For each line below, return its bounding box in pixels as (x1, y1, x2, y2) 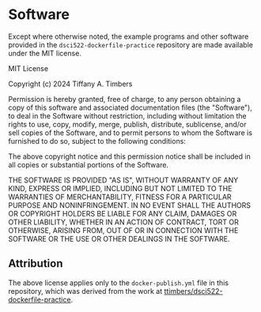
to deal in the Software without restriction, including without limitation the (8, 111, 247, 120)
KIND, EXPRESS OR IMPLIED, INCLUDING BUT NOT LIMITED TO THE (8, 183, 233, 193)
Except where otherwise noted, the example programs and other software (8, 32, 249, 41)
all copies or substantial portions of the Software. (8, 160, 168, 169)
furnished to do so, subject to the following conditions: (8, 136, 186, 145)
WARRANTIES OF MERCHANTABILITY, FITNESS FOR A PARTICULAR (8, 192, 232, 201)
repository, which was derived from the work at (8, 286, 163, 295)
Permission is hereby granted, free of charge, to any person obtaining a (8, 94, 241, 103)
